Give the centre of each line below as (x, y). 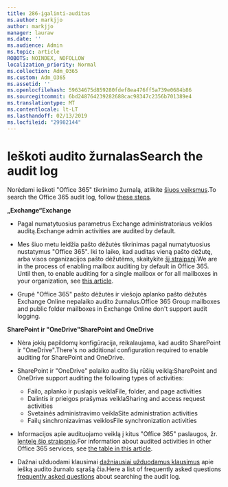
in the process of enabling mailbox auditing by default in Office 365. (113, 266)
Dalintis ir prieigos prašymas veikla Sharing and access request (116, 399)
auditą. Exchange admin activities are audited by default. (96, 231)
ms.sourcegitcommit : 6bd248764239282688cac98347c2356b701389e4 (100, 97)
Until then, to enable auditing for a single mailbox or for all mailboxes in (117, 274)
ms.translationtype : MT (41, 103)
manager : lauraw (30, 33)
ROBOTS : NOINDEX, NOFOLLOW (46, 58)
